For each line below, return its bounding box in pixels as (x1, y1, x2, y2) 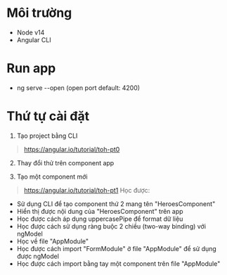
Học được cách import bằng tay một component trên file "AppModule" (16, 259, 221, 268)
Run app (6, 60, 56, 77)
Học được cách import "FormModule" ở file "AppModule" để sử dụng (16, 244, 217, 252)
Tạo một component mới (16, 172, 89, 181)
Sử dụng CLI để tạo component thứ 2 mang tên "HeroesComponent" (16, 199, 216, 208)
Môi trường (6, 5, 72, 21)
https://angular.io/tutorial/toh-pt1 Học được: (23, 186, 150, 194)
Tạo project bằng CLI (16, 132, 78, 140)
